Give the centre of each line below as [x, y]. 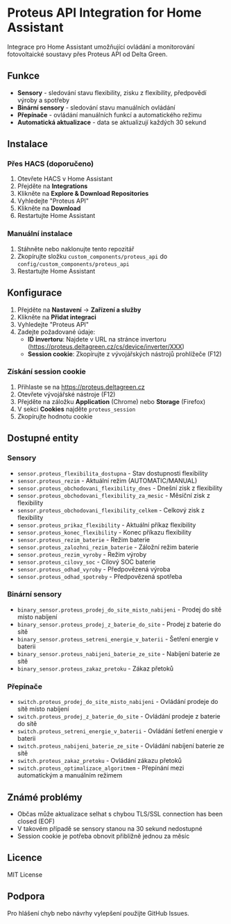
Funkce [24, 76]
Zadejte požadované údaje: [56, 332]
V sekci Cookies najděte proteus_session [76, 409]
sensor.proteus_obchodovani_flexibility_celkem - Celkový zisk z [111, 510]
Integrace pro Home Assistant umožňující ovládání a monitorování [101, 47]
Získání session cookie [47, 371]
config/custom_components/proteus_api [73, 264]
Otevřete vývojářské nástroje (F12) [66, 394]
